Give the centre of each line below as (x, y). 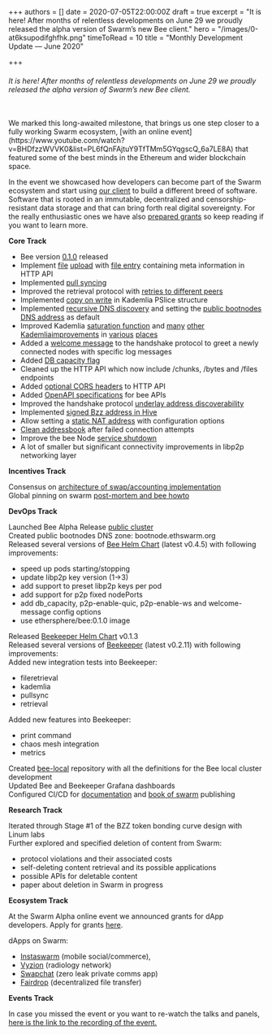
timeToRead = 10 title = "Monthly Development (166, 37)
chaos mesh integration (60, 744)
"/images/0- (238, 29)
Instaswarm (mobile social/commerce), (86, 957)
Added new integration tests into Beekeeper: (83, 663)
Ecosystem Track (39, 901)
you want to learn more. (48, 225)
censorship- (226, 199)
